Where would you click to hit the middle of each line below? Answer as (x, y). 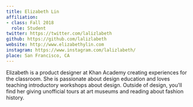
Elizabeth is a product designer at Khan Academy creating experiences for (97, 72)
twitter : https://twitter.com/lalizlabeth (59, 34)
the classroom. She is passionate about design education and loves (88, 79)
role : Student (29, 28)
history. (15, 98)
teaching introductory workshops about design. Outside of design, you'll (94, 85)
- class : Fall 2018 (30, 22)
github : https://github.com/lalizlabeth (57, 39)
